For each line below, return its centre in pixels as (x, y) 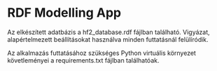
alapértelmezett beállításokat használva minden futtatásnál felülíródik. (108, 39)
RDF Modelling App (64, 13)
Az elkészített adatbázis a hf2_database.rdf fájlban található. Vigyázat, (108, 32)
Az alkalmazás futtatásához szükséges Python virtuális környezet (101, 53)
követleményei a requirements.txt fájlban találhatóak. (83, 60)
